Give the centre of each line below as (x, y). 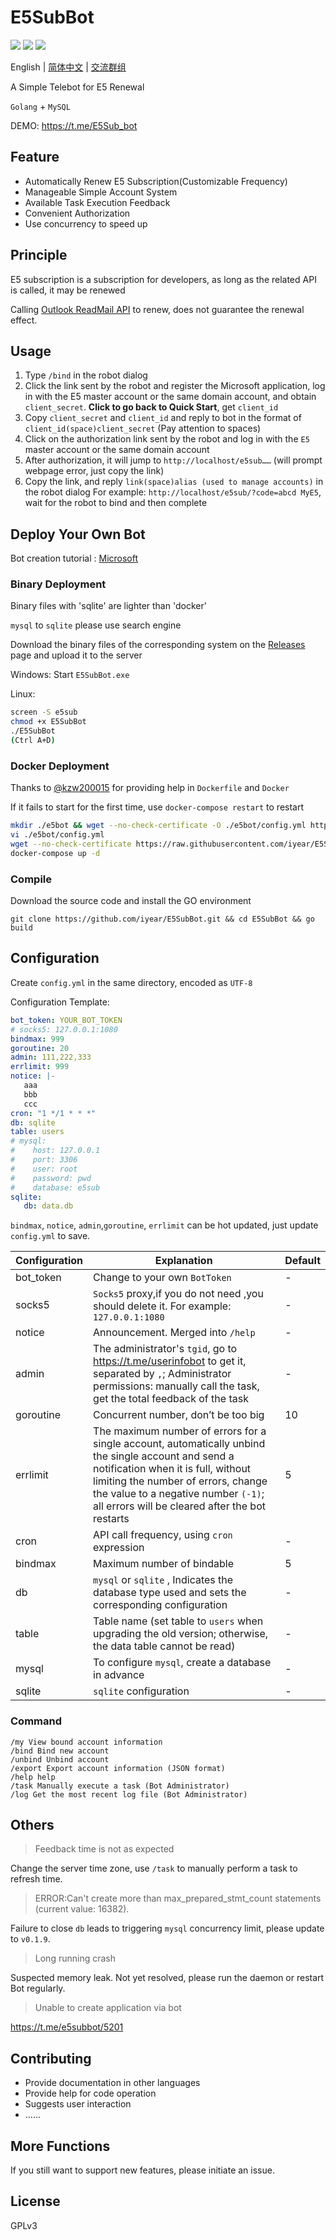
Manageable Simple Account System (101, 192)
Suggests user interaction (78, 2104)
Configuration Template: (60, 1002)
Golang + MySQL (40, 106)
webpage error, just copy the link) (94, 471)
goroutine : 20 (40, 1048)
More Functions (60, 2146)
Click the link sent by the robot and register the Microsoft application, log (175, 386)
